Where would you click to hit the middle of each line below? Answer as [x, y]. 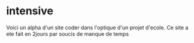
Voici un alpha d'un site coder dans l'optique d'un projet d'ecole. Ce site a [97, 27]
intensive [30, 11]
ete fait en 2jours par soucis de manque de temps [68, 33]
